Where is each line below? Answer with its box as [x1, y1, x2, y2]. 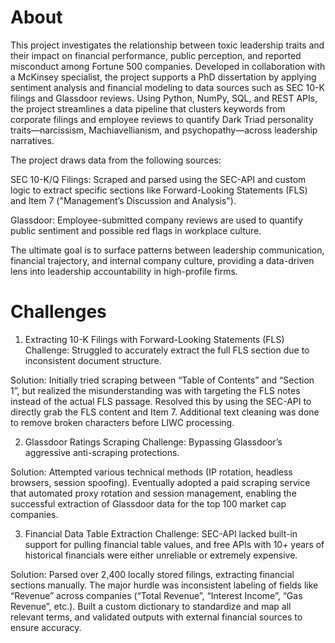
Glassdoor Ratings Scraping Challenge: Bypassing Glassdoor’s [24, 436, 283, 448]
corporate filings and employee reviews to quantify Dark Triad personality [10, 113, 314, 125]
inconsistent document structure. [24, 354, 162, 366]
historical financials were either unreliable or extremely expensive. [24, 549, 298, 561]
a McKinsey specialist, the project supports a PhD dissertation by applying [10, 71, 317, 83]
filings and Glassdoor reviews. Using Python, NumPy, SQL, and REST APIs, [10, 92, 318, 104]
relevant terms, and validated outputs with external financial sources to [10, 611, 303, 623]
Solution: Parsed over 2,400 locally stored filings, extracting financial [10, 568, 295, 580]
